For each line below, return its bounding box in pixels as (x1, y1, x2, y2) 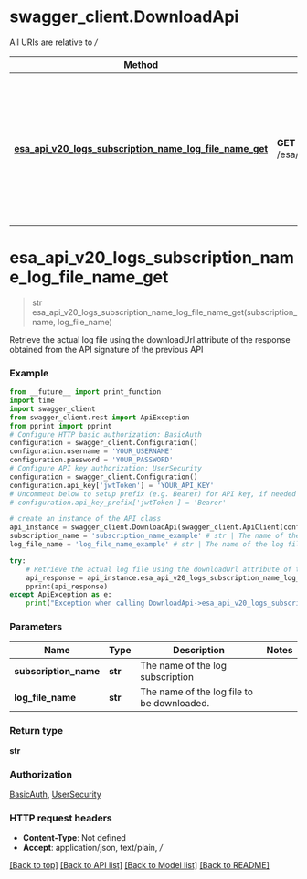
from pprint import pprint (9, 421, 112, 430)
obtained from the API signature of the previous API (9, 344, 204, 355)
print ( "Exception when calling (26, 598, 145, 609)
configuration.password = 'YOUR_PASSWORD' (9, 455, 174, 465)
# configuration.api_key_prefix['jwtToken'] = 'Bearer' (9, 498, 227, 507)
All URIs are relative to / (9, 37, 98, 48)
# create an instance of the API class (9, 514, 162, 524)
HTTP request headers (9, 811, 112, 824)
